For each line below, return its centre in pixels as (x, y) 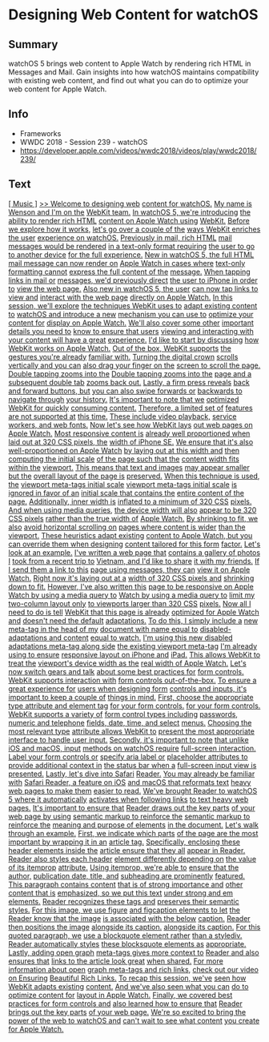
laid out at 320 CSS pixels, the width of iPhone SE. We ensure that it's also (131, 441)
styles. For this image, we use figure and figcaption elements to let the (124, 910)
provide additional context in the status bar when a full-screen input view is (132, 765)
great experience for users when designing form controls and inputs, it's (128, 688)
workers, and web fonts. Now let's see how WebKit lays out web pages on (131, 424)
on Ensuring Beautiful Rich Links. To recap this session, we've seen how (127, 978)
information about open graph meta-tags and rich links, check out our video (133, 969)
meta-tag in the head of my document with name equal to (103, 629)
